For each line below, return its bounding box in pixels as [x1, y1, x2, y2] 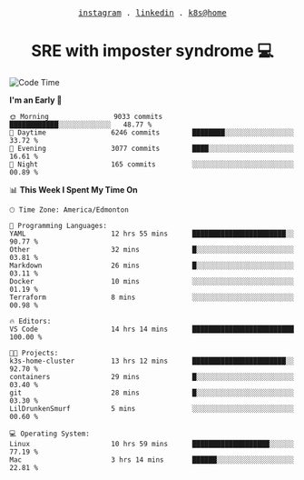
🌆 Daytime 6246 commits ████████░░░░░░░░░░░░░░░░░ [9, 127, 295, 137]
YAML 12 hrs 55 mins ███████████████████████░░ [9, 229, 295, 238]
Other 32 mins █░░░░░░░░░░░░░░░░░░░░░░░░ [9, 245, 295, 254]
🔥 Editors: [9, 316, 52, 325]
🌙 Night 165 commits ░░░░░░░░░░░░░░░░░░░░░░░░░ [9, 159, 295, 169]
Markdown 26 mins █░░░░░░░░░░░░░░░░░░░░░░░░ [9, 261, 295, 270]
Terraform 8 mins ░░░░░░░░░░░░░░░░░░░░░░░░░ [9, 293, 295, 302]
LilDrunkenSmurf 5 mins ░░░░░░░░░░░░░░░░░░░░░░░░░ [9, 404, 295, 413]
